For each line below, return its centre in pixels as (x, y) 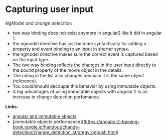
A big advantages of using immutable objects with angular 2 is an (80, 91)
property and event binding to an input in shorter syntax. (71, 49)
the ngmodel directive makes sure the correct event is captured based (85, 54)
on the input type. (31, 59)
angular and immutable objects (44, 116)
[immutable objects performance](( (49, 121)
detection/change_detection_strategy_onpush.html (64, 132)
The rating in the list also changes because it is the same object (78, 75)
